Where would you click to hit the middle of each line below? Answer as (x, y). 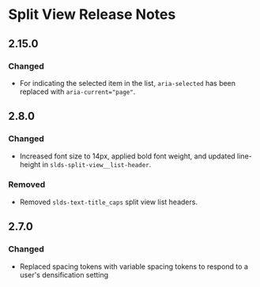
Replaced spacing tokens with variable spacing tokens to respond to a (134, 266)
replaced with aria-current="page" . (77, 91)
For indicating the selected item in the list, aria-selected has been (127, 83)
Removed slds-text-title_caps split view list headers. (108, 202)
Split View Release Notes (92, 15)
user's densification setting (64, 274)
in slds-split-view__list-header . (97, 164)
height (30, 164)
